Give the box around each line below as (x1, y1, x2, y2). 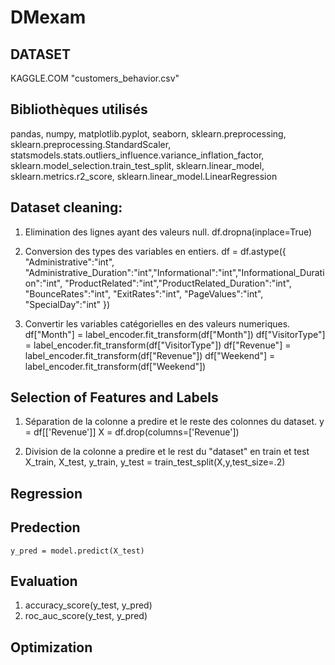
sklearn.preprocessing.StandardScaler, (10, 138, 172, 150)
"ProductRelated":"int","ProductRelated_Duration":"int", (64, 277, 292, 289)
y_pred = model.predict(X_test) (10, 546, 145, 556)
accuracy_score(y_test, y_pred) (24, 599, 153, 611)
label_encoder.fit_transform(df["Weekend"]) (24, 360, 207, 372)
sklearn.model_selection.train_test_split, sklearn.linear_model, (10, 159, 265, 171)
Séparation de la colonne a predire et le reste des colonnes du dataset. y (24, 416, 325, 428)
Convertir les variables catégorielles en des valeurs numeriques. (24, 317, 291, 330)
